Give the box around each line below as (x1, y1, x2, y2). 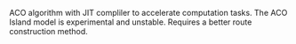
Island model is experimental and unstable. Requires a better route (9, 17, 252, 27)
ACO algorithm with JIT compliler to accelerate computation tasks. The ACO (9, 8, 288, 18)
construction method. (9, 26, 89, 36)
